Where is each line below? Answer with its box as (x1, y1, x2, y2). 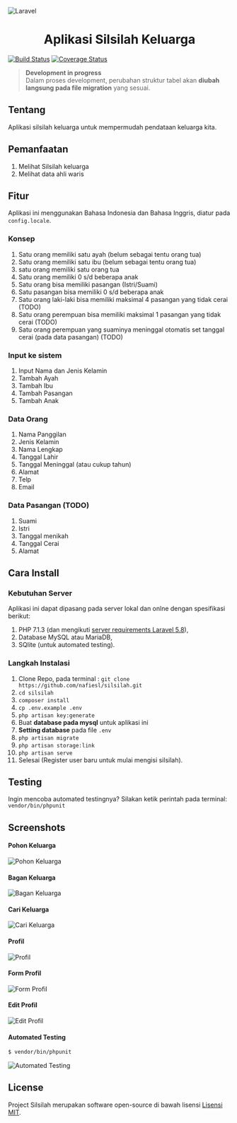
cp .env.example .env (18, 704, 82, 711)
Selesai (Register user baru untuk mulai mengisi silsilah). (18, 755, 183, 764)
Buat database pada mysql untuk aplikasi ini (18, 718, 149, 726)
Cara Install (8, 566, 59, 579)
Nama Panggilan (18, 430, 67, 438)
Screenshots (8, 821, 66, 834)
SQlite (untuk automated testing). (18, 641, 115, 649)
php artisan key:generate (18, 711, 95, 719)
